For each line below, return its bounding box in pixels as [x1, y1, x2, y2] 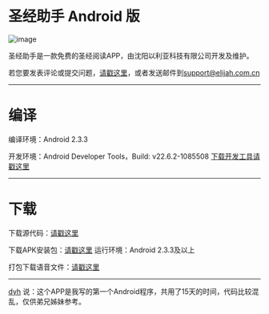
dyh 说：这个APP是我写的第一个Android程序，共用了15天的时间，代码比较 [8, 286, 252, 296]
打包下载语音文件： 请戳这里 [8, 262, 100, 272]
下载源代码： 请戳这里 [8, 227, 78, 237]
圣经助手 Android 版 [8, 7, 140, 26]
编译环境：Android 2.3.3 [8, 134, 88, 144]
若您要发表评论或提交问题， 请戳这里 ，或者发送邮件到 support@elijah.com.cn [8, 67, 260, 77]
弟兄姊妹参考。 [35, 296, 86, 306]
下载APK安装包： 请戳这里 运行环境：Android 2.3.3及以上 [8, 245, 195, 255]
